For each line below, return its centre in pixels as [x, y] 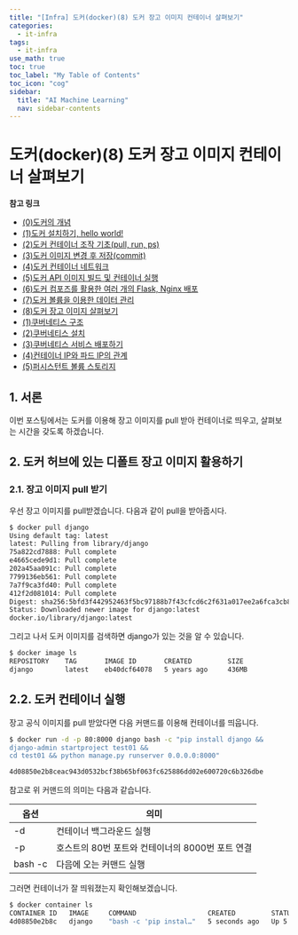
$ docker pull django [49, 527]
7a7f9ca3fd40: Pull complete [63, 585]
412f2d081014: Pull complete [63, 593]
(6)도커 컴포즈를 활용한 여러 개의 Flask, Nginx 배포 [110, 289]
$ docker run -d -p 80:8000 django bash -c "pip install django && [137, 739]
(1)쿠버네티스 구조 [53, 322]
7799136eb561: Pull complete [63, 577]
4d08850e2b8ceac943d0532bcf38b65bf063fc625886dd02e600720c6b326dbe [137, 772]
